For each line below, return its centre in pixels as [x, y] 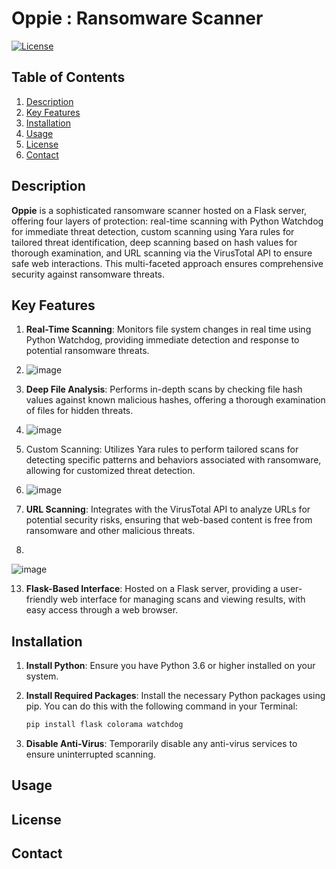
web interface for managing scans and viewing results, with [183, 599]
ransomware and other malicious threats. [110, 531]
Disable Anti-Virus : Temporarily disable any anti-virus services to [161, 744]
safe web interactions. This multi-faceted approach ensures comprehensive [167, 263]
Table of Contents [68, 77]
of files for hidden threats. [79, 411]
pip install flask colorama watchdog [104, 725]
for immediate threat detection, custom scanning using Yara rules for [153, 231]
